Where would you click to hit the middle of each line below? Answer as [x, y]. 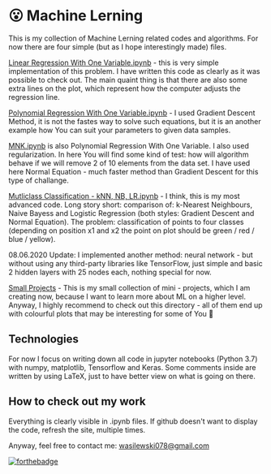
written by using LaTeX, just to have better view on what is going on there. [132, 376]
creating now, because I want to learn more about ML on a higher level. [127, 296]
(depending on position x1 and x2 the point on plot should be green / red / [131, 231]
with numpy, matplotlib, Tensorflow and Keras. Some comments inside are [132, 367]
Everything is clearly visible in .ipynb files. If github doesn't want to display [133, 421]
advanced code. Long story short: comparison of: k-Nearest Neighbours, [131, 205]
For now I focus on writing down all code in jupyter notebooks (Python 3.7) [133, 359]
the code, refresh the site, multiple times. [77, 429]
